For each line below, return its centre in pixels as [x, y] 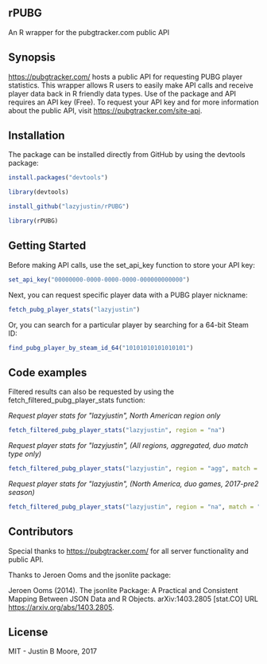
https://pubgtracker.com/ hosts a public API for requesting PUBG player [126, 77]
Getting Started [47, 246]
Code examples [48, 373]
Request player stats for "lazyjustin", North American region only [114, 416]
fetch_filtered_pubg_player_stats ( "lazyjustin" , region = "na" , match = [131, 507]
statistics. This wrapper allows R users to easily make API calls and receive [131, 85]
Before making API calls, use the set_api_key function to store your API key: [132, 265]
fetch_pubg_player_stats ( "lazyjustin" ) [74, 309]
